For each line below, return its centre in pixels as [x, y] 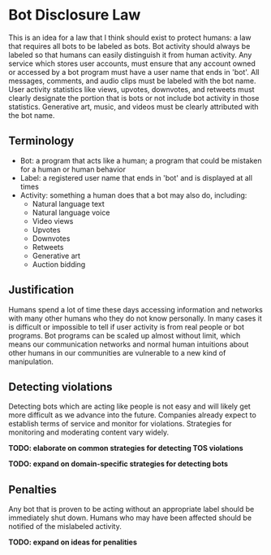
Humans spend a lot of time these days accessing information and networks [136, 309]
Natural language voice [71, 212]
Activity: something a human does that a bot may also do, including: [133, 195]
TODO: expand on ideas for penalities [73, 542]
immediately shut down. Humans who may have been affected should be [130, 518]
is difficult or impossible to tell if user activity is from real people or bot [127, 326]
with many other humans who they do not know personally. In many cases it [135, 318]
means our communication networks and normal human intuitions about [129, 344]
